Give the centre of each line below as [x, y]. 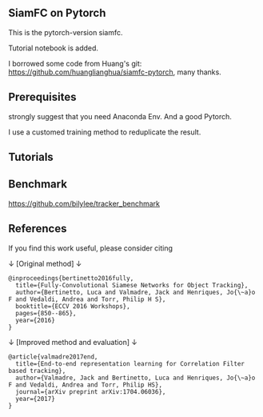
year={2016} [36, 320]
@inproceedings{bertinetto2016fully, [71, 278]
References [38, 229]
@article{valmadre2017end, [53, 357]
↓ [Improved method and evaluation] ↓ [73, 342]
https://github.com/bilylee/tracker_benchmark [84, 203]
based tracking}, [37, 371]
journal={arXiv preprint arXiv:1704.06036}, [91, 391]
